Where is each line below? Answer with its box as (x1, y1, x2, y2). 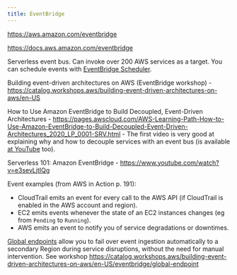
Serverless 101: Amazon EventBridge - (7, 158, 119, 167)
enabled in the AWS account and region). (17, 201, 138, 209)
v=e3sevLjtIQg (7, 165, 50, 174)
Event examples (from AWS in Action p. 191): (7, 180, 137, 188)
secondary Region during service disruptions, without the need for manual (7, 245, 224, 253)
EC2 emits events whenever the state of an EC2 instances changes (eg (17, 208, 225, 216)
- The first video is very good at (122, 129, 214, 138)
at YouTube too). (7, 144, 55, 153)
